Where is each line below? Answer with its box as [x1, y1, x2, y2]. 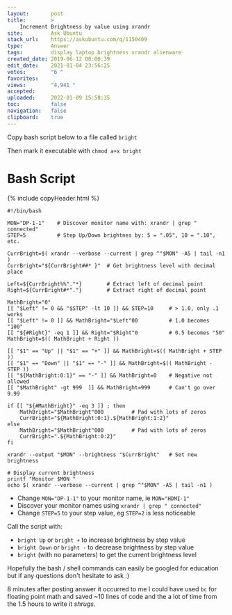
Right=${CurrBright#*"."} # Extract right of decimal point [7, 286, 207, 293]
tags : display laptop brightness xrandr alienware [7, 49, 182, 56]
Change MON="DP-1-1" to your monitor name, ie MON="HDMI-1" [17, 494, 190, 502]
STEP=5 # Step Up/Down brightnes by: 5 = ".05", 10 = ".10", [7, 231, 216, 239]
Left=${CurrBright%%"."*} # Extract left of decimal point [7, 280, 204, 288]
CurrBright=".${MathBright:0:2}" [19, 433, 117, 439]
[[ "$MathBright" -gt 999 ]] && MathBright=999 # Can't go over [7, 384, 216, 391]
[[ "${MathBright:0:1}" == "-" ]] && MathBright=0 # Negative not [7, 372, 213, 379]
